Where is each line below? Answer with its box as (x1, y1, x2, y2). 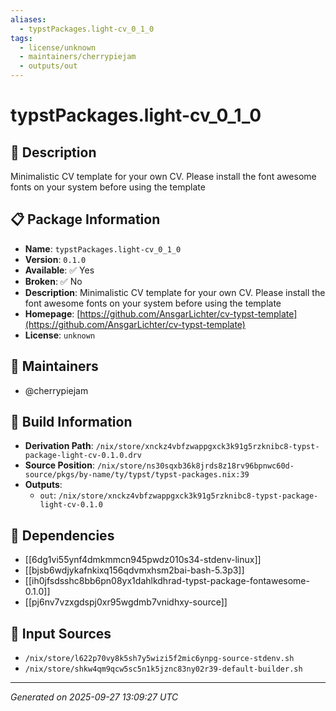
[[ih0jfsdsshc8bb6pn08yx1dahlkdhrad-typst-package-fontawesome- (24, 575, 310, 587)
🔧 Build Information (10, 414, 133, 431)
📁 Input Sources (10, 625, 112, 642)
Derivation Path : (24, 440, 94, 452)
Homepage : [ (24, 307, 81, 320)
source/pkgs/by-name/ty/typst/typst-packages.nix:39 (24, 470, 250, 480)
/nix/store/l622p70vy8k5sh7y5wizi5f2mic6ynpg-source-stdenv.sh (24, 654, 295, 664)
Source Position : (24, 459, 95, 471)
